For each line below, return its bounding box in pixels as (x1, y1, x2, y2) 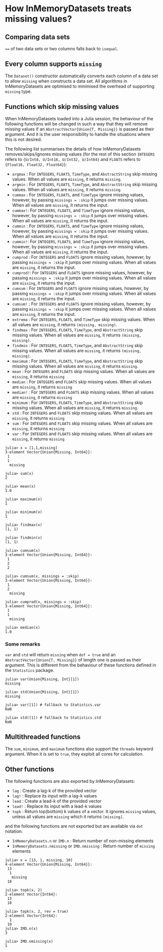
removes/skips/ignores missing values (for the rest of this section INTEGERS (5, 151, 155, 157)
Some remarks (5, 641, 40, 647)
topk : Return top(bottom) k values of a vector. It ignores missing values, (12, 808, 157, 814)
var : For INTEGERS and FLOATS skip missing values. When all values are (12, 431, 153, 437)
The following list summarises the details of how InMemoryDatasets (5, 146, 141, 152)
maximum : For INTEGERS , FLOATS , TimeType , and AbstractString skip (12, 358, 143, 364)
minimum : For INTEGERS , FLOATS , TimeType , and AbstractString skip (12, 399, 143, 405)
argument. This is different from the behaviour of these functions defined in (5, 662, 157, 668)
